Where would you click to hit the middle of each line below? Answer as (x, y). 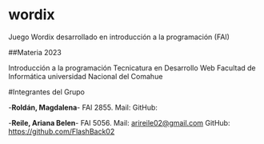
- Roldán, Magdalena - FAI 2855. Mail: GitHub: (83, 107)
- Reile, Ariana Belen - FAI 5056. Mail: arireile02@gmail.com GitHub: (119, 122)
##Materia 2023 (35, 52)
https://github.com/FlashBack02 (62, 131)
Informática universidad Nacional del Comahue (86, 76)
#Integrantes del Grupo (47, 92)
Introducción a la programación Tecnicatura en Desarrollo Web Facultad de (132, 68)
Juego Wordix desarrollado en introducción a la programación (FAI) (119, 37)
